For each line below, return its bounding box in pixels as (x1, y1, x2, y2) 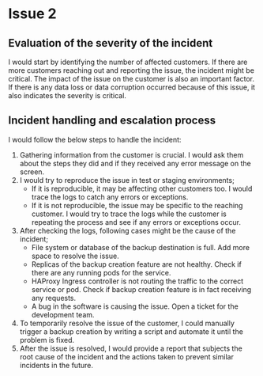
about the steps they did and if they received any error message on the (19, 158, 251, 168)
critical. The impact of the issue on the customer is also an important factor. (8, 74, 255, 83)
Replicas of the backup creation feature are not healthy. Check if (31, 259, 242, 269)
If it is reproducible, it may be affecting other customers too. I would (31, 184, 253, 193)
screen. (19, 167, 45, 177)
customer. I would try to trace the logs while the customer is (31, 209, 227, 218)
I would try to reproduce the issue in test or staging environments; (19, 175, 235, 184)
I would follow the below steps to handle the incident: (8, 135, 182, 144)
